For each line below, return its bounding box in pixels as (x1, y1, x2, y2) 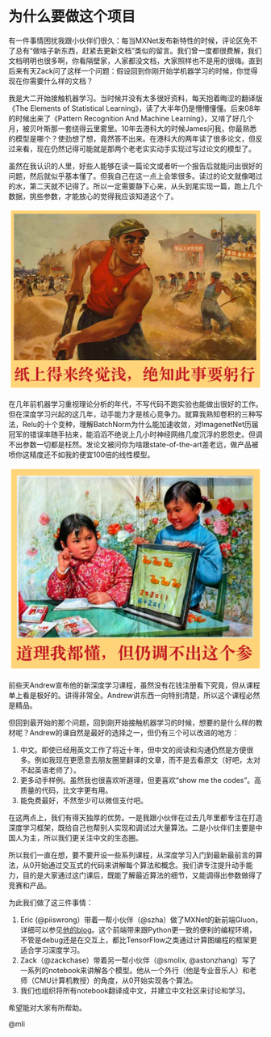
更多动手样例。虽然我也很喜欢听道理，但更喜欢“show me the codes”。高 (19, 776, 262, 785)
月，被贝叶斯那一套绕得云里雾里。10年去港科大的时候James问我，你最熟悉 (8, 123, 257, 133)
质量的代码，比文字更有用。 (19, 785, 113, 795)
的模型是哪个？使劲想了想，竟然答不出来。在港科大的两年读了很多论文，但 (8, 133, 256, 143)
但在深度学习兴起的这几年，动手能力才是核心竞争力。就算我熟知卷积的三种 (8, 409, 256, 419)
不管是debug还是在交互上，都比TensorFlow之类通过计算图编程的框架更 (19, 935, 257, 945)
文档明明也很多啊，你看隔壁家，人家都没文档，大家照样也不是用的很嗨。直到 (8, 56, 263, 66)
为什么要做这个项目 (8, 7, 136, 26)
